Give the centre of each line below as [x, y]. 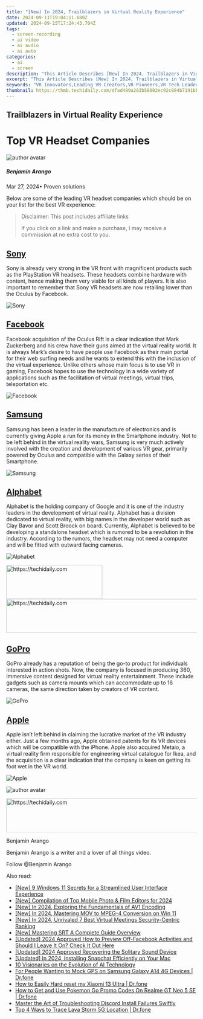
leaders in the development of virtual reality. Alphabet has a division [91, 513]
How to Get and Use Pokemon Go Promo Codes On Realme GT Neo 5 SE [105, 991]
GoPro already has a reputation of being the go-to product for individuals [97, 664]
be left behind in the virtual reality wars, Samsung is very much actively [95, 442]
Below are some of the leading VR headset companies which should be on [99, 198]
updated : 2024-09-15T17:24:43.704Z [51, 23]
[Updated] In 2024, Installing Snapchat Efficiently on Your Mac [93, 959]
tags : [13, 29]
